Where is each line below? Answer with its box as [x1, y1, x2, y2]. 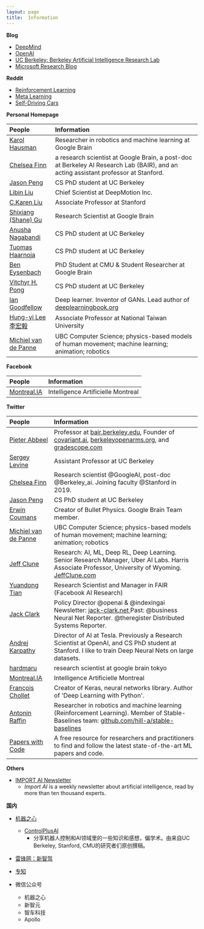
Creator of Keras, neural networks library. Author [53, 683, 193, 692]
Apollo [24, 916, 41, 923]
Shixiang [9, 208, 35, 216]
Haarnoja [9, 250, 36, 259]
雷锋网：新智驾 [15, 855, 53, 862]
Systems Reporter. [53, 621, 107, 629]
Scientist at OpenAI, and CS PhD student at [53, 639, 177, 647]
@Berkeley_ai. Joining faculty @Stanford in [53, 478, 177, 486]
